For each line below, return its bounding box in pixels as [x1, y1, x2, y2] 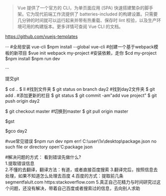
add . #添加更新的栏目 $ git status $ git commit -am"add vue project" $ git [5, 92, 157, 98]
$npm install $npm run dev [5, 56, 61, 61]
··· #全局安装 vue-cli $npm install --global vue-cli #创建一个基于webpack [5, 44, 154, 49]
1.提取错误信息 [5, 161, 35, 166]
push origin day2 [5, 98, 40, 104]
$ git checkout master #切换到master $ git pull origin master [5, 108, 128, 114]
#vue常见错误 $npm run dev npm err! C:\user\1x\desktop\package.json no [5, 138, 157, 144]
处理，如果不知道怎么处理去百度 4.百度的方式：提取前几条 [5, 173, 124, 179]
